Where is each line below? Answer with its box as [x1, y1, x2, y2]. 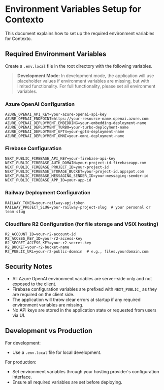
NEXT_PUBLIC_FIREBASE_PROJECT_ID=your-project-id [5, 165, 109, 170]
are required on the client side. [12, 291, 75, 297]
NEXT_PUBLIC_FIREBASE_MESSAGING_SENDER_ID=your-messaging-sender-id [5, 173, 149, 178]
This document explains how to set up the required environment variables [5, 30, 155, 36]
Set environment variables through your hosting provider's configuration [12, 368, 159, 374]
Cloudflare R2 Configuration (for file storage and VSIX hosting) [5, 220, 159, 227]
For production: [5, 359, 36, 365]
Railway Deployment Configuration [5, 189, 91, 196]
